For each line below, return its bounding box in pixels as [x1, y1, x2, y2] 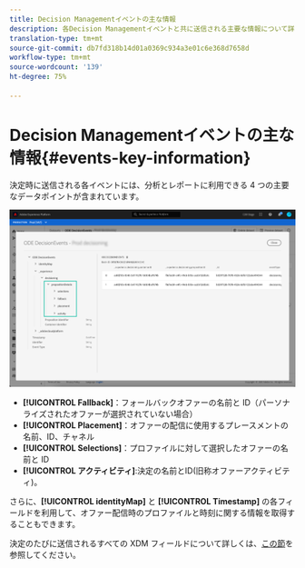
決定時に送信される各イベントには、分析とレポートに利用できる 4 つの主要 [9, 179, 290, 190]
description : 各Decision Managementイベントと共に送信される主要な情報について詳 [9, 24, 295, 34]
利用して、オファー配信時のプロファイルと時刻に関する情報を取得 [40, 507, 288, 518]
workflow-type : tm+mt [9, 53, 92, 63]
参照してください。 [9, 550, 82, 561]
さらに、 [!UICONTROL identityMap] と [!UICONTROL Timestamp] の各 [9, 496, 279, 507]
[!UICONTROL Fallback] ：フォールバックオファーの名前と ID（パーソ [22, 397, 283, 408]
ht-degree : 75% [9, 73, 67, 82]
